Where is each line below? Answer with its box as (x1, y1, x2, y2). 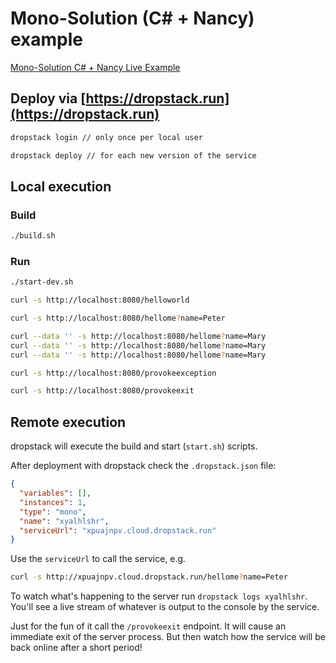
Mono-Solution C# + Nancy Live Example (10, 61, 181, 73)
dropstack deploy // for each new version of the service (10, 150, 257, 161)
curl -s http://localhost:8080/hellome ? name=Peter (10, 313, 226, 324)
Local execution (10, 178, 112, 195)
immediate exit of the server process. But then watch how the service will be (10, 631, 326, 643)
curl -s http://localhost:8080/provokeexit (10, 386, 195, 396)
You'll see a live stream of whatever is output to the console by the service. (10, 601, 320, 613)
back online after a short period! (10, 642, 143, 654)
